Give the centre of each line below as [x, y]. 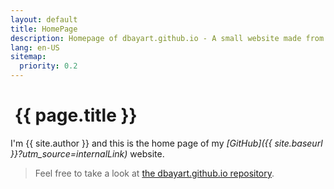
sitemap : [28, 57]
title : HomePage [44, 29]
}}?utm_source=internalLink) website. [87, 153]
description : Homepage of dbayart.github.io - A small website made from [167, 38]
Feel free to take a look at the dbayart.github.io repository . [154, 173]
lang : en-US [35, 47]
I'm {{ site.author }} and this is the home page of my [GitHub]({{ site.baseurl [166, 143]
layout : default [44, 19]
